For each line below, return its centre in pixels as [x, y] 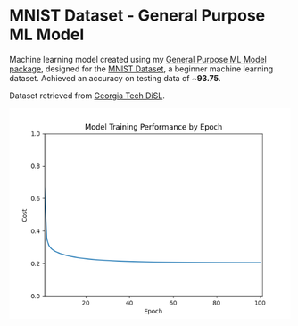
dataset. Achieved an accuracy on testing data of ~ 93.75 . [115, 78]
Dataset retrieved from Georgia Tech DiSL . [87, 96]
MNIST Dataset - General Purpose [137, 16]
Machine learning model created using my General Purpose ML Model [138, 59]
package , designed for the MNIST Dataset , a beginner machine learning [141, 69]
